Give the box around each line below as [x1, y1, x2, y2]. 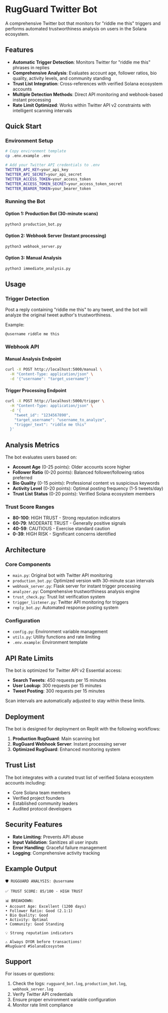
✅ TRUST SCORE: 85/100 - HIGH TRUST [5, 889, 83, 894]
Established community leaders [12, 800, 78, 806]
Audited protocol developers [12, 805, 72, 812]
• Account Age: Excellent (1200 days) [5, 904, 87, 909]
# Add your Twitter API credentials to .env [5, 163, 100, 168]
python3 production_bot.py [5, 221, 62, 227]
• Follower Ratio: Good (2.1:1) [5, 908, 73, 913]
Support [5, 957, 32, 966]
